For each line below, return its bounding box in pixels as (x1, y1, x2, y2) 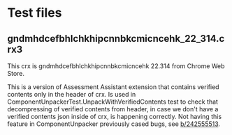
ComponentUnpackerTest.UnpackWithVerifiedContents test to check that (7, 97, 219, 106)
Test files (7, 5, 62, 21)
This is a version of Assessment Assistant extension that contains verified (7, 83, 219, 91)
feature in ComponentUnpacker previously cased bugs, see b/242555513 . (7, 120, 221, 128)
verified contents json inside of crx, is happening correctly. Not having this (7, 113, 222, 120)
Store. (7, 70, 25, 77)
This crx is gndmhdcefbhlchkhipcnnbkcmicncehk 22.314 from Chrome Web (7, 62, 225, 70)
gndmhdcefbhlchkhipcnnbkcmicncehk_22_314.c (7, 33, 225, 45)
